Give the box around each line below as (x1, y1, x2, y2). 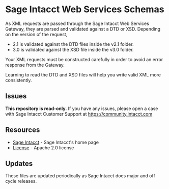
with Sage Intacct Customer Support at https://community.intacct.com (5, 111, 153, 117)
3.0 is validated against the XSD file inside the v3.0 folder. (12, 46, 134, 52)
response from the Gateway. (5, 62, 65, 68)
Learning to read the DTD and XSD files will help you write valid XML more (5, 71, 161, 77)
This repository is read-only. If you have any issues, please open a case (5, 105, 158, 112)
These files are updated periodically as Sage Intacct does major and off (5, 173, 155, 179)
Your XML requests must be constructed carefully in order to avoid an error (5, 56, 163, 62)
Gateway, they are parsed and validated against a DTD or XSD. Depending (5, 25, 161, 32)
